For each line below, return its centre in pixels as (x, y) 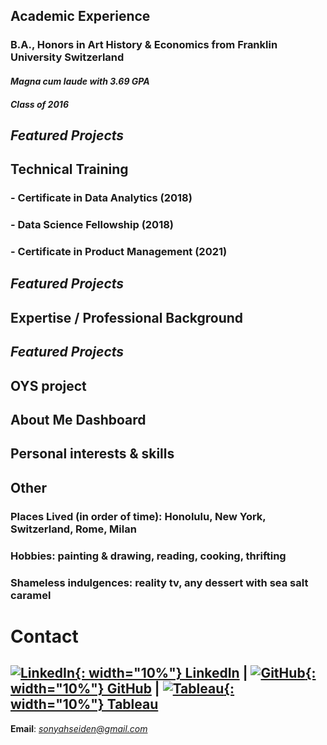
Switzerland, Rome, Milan (73, 529)
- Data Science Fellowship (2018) (92, 225)
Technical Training (69, 169)
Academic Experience (80, 16)
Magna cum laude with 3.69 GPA (80, 81)
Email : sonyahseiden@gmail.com (79, 728)
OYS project (48, 385)
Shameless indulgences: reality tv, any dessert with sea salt (159, 582)
